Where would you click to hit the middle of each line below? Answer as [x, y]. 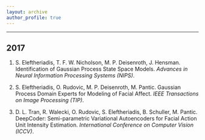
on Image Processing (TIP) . [49, 100]
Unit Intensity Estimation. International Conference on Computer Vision [104, 125]
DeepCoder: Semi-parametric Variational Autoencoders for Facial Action [106, 119]
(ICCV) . [24, 131]
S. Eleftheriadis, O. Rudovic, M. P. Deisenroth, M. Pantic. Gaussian [98, 87]
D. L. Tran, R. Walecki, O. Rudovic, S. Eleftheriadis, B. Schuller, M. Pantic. [106, 112]
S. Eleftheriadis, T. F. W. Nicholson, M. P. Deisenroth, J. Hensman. [98, 63]
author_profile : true [34, 18]
